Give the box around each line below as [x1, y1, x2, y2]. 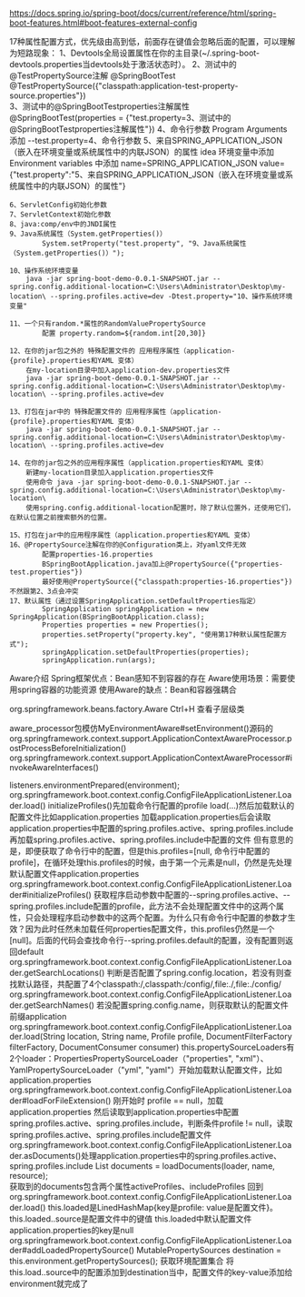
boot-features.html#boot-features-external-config [9, 17, 198, 28]
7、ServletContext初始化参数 [9, 210, 112, 219]
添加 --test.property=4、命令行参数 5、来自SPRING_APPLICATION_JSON [9, 136, 283, 146]
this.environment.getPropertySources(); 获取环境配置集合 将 [9, 1255, 234, 1266]
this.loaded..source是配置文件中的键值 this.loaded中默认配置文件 [9, 1213, 252, 1224]
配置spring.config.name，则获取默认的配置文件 [112, 1000, 289, 1010]
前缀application [9, 1011, 67, 1021]
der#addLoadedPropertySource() [9, 1245, 134, 1255]
